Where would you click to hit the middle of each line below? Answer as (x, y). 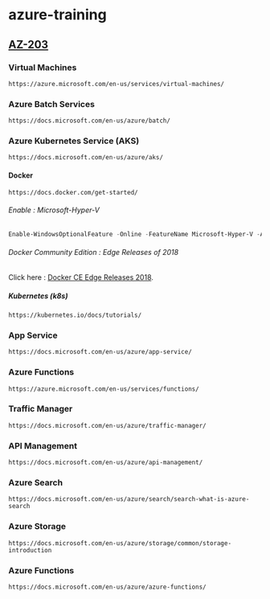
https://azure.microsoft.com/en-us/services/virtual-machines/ (117, 84)
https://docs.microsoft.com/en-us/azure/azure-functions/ (107, 587)
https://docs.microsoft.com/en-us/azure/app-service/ (100, 352)
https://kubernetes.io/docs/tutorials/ (75, 315)
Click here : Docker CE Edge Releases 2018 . (81, 277)
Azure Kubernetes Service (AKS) (74, 141)
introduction (30, 550)
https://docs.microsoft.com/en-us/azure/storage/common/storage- (120, 543)
